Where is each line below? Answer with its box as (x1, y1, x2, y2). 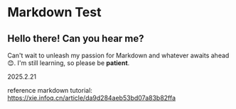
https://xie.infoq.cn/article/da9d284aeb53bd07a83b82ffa (7, 93, 176, 102)
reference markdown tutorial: (7, 86, 92, 94)
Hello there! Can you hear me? (7, 33, 144, 45)
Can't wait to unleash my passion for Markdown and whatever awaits (7, 51, 210, 59)
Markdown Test (7, 4, 102, 21)
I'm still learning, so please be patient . (17, 59, 130, 67)
